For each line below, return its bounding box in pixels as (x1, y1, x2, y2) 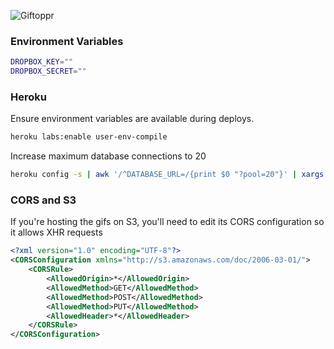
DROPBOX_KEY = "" (10, 57, 74, 67)
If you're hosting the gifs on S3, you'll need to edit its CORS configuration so (10, 216, 325, 228)
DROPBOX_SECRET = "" (10, 66, 87, 77)
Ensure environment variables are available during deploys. (10, 113, 255, 125)
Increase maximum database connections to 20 (10, 150, 207, 162)
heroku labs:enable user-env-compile (10, 132, 168, 142)
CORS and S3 (10, 193, 77, 207)
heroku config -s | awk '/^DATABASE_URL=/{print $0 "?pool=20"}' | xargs (10, 170, 325, 180)
